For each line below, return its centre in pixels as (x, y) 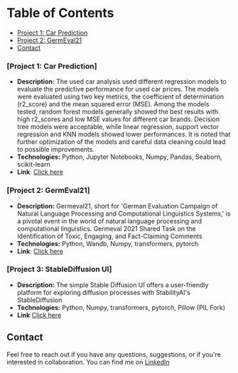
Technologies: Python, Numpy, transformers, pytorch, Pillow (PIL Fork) (121, 307)
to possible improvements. (56, 150)
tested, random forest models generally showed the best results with (118, 112)
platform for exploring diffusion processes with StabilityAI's (104, 292)
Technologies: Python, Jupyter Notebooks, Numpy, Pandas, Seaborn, (119, 157)
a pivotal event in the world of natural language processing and (109, 221)
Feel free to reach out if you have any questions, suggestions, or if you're (114, 354)
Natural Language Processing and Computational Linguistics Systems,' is (124, 213)
